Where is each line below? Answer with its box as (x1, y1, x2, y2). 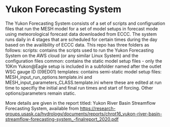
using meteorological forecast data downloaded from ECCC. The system (5, 31, 157, 37)
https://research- (80, 105, 116, 111)
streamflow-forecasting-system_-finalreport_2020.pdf (5, 116, 119, 122)
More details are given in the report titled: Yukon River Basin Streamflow (5, 100, 156, 106)
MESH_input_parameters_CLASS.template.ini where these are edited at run (5, 79, 162, 86)
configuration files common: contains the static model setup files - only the (5, 58, 162, 64)
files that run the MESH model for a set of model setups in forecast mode (5, 25, 158, 31)
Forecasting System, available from (5, 105, 79, 111)
